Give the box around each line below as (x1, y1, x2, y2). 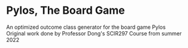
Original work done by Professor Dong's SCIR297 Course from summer (6, 29, 182, 37)
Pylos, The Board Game (6, 4, 125, 17)
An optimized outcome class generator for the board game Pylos (6, 23, 166, 31)
